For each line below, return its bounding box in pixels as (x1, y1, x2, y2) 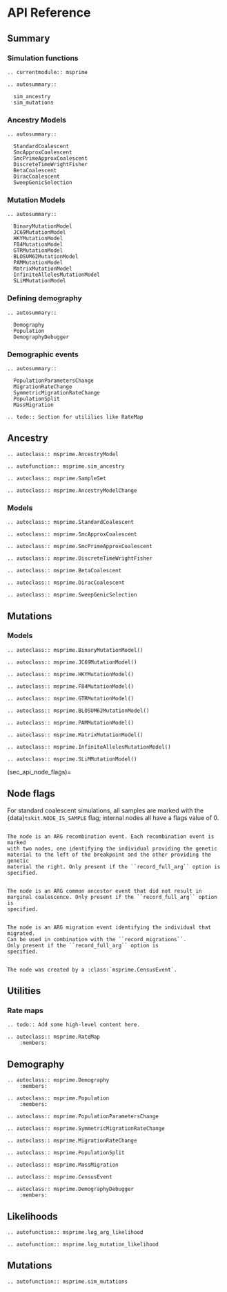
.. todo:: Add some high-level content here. (7, 1021, 140, 1028)
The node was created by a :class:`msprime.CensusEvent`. (7, 966, 177, 973)
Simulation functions (7, 53, 79, 63)
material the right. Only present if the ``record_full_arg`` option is (7, 863, 221, 870)
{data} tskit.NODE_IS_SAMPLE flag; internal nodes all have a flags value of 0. (7, 813, 219, 821)
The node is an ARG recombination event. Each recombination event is (7, 832, 215, 840)
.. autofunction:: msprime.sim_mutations (7, 1278, 128, 1285)
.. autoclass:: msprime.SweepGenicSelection (7, 592, 137, 599)
